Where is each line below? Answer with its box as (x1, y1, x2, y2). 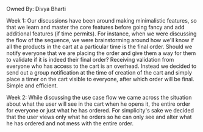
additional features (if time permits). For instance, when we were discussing (6, 30, 197, 37)
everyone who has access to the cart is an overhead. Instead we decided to (6, 62, 197, 70)
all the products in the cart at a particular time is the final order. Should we (6, 43, 193, 50)
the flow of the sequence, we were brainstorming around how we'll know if (6, 37, 194, 43)
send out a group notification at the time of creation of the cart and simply (6, 69, 192, 76)
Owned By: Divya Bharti (6, 5, 66, 12)
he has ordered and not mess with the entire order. (6, 120, 134, 127)
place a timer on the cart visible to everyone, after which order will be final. (6, 76, 194, 82)
